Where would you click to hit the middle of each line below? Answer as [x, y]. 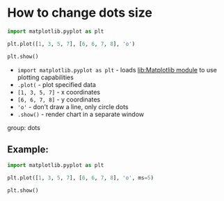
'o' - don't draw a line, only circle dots [73, 106]
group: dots [24, 127]
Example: [28, 149]
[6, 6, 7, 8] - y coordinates [59, 99]
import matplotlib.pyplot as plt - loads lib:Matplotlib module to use [117, 70]
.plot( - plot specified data [56, 84]
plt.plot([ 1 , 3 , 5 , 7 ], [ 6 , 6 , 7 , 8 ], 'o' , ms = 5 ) [81, 178]
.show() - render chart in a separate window [81, 114]
